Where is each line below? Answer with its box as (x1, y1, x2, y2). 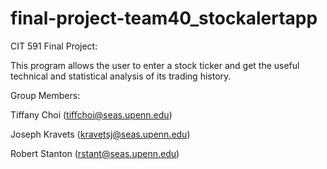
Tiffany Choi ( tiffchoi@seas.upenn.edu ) (10, 108, 173, 121)
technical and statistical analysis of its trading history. (10, 70, 232, 82)
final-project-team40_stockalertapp (10, 7, 318, 30)
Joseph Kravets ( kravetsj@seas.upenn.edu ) (10, 128, 191, 140)
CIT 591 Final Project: (10, 40, 98, 52)
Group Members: (10, 89, 81, 101)
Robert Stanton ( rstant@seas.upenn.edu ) (10, 147, 180, 159)
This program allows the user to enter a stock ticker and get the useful (10, 59, 300, 71)
